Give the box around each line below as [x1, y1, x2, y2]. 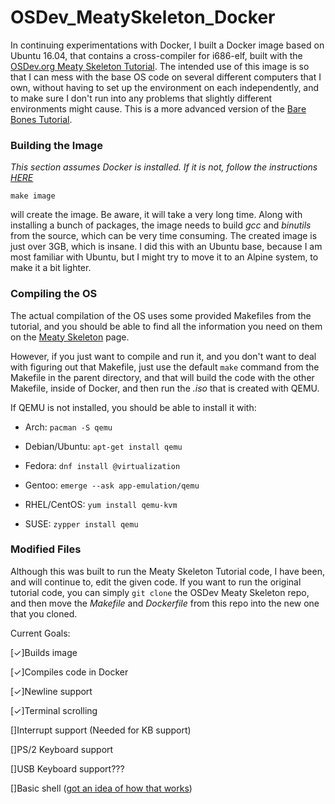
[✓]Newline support [10, 685, 93, 697]
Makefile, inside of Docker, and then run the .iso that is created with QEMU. [10, 382, 320, 394]
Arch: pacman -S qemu [24, 421, 113, 433]
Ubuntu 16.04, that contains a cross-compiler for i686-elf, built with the [10, 49, 303, 61]
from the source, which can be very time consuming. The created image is [10, 230, 318, 242]
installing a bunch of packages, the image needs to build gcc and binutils [10, 219, 312, 231]
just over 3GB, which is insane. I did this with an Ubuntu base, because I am [10, 241, 323, 253]
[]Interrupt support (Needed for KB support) [10, 724, 192, 736]
